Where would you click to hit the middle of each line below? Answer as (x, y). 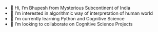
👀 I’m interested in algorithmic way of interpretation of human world (81, 13)
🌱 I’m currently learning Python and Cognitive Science (67, 19)
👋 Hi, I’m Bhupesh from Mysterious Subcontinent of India (70, 8)
